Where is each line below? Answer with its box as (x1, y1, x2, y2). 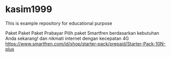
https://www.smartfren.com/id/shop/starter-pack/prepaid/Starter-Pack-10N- (5, 40, 166, 46)
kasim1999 (5, 4, 52, 15)
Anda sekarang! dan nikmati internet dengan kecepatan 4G (5, 35, 129, 41)
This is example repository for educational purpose (5, 20, 112, 26)
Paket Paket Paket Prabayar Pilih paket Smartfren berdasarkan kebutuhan (5, 30, 159, 36)
